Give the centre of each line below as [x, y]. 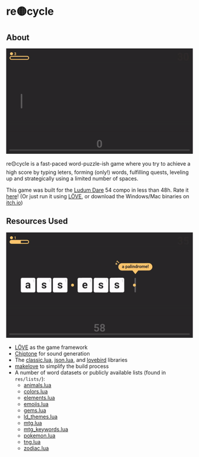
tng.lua [32, 442]
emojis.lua [36, 404]
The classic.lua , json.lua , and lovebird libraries [71, 360]
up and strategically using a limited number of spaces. [72, 178]
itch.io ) [15, 202]
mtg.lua [33, 423]
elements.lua [39, 398]
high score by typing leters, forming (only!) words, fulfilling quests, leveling [97, 172]
